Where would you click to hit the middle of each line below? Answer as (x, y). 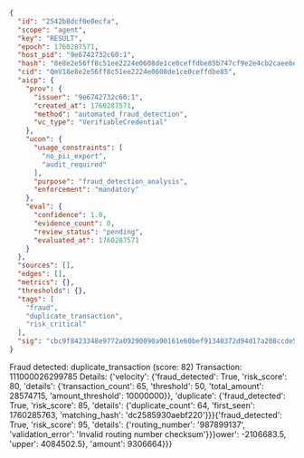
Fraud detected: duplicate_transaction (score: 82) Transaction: (126, 367)
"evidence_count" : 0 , (74, 223)
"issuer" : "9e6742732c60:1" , (88, 97)
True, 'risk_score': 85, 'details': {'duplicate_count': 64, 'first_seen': (133, 405)
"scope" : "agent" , (52, 30)
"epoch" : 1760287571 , (58, 47)
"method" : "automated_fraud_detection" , (110, 114)
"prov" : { (44, 89)
